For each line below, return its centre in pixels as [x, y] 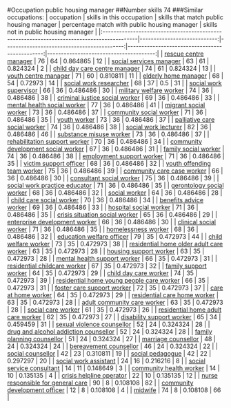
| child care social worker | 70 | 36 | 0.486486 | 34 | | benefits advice [106, 200]
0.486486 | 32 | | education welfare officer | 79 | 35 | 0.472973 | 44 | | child [115, 236]
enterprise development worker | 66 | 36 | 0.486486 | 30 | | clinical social [111, 222]
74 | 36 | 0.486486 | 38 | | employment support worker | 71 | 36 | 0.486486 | [116, 156]
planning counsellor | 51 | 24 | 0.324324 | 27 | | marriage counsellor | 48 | [111, 339]
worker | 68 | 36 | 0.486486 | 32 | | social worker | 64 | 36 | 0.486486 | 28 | [115, 193]
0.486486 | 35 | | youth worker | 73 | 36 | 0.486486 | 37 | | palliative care [111, 119]
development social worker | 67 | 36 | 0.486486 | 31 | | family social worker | [116, 149]
